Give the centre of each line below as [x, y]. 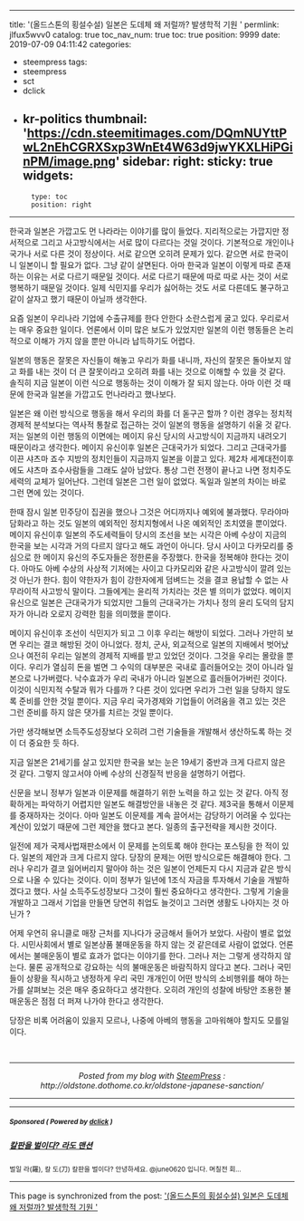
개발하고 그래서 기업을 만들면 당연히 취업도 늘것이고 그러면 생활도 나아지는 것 [145, 902]
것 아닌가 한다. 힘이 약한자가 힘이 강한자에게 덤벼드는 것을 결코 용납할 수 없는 [144, 580]
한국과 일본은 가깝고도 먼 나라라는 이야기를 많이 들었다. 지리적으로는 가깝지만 [145, 231]
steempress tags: [55, 62]
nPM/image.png [69, 162]
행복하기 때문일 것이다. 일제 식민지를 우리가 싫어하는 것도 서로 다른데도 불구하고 [149, 287]
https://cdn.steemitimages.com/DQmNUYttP [157, 134]
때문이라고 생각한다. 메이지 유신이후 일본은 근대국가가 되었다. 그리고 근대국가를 [148, 447]
